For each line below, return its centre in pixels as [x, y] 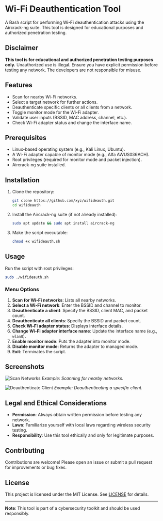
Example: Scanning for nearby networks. [82, 379]
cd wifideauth [26, 205]
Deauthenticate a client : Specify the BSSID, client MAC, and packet [80, 310]
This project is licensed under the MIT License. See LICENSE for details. [77, 494]
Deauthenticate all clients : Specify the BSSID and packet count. [76, 320]
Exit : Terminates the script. [39, 351]
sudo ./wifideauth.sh [27, 277]
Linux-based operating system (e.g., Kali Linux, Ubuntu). [68, 149]
